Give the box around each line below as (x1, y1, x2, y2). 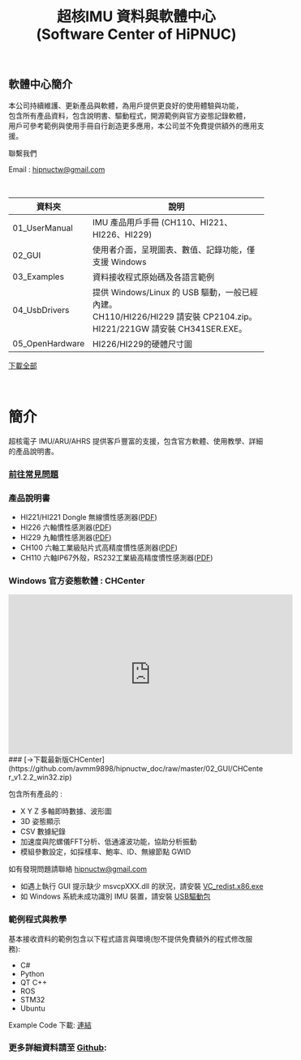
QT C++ (19, 977, 47, 987)
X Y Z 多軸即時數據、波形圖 (19, 806, 112, 816)
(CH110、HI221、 (161, 217, 233, 228)
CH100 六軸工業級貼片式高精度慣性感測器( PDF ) (19, 543, 178, 552)
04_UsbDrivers (12, 304, 70, 315)
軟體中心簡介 (8, 78, 73, 92)
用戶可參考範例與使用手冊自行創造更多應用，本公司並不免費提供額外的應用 (8, 121, 257, 131)
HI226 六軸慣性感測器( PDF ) (19, 522, 112, 532)
